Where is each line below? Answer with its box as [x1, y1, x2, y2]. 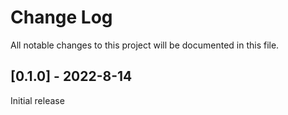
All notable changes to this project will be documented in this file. [10, 39, 280, 51]
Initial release [10, 94, 65, 106]
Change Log [10, 6, 113, 29]
